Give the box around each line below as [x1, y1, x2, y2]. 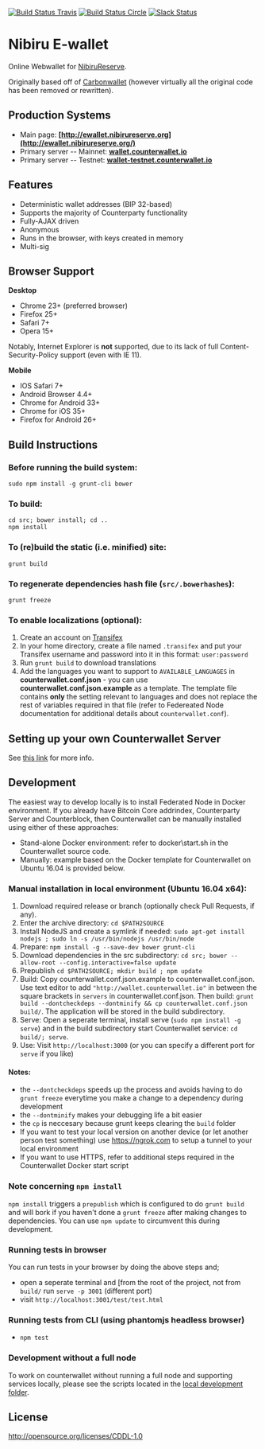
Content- [219, 342, 250, 352]
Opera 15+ [19, 326, 54, 336]
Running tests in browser [8, 1244, 107, 1255]
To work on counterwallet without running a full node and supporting [8, 1370, 232, 1380]
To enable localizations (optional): [8, 614, 143, 625]
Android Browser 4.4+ [19, 390, 93, 399]
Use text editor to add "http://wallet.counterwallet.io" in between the [19, 983, 258, 992]
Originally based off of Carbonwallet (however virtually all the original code [8, 76, 254, 87]
